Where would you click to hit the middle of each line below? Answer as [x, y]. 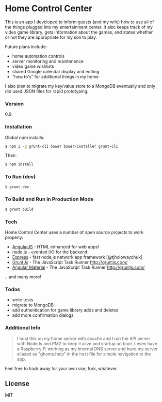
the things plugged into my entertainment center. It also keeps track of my [79, 27]
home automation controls [38, 56]
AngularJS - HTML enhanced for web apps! [56, 247]
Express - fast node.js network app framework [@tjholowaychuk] [77, 257]
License [17, 383]
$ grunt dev [17, 187]
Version [15, 104]
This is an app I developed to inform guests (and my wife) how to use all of [80, 22]
